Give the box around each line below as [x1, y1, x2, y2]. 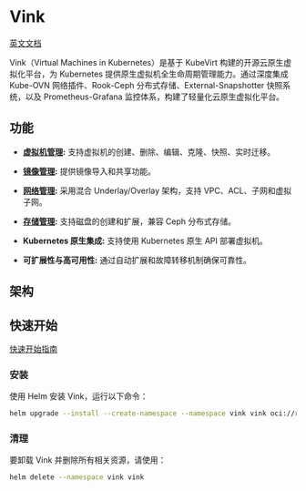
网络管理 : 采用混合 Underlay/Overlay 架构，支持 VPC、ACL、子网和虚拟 [22, 185, 292, 196]
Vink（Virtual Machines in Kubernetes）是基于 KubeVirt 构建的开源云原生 [9, 56, 284, 67]
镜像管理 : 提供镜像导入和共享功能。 [22, 166, 157, 177]
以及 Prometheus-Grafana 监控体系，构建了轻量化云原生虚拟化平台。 [25, 91, 285, 102]
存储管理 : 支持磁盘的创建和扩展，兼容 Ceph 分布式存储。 [22, 216, 237, 227]
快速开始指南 [9, 343, 57, 354]
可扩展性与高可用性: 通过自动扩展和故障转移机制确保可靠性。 [22, 254, 252, 265]
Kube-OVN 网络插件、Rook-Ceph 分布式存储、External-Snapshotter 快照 [9, 79, 283, 90]
